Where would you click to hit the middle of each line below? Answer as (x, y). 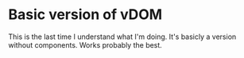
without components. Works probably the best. (85, 44)
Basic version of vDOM (85, 15)
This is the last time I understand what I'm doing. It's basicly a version (122, 37)
